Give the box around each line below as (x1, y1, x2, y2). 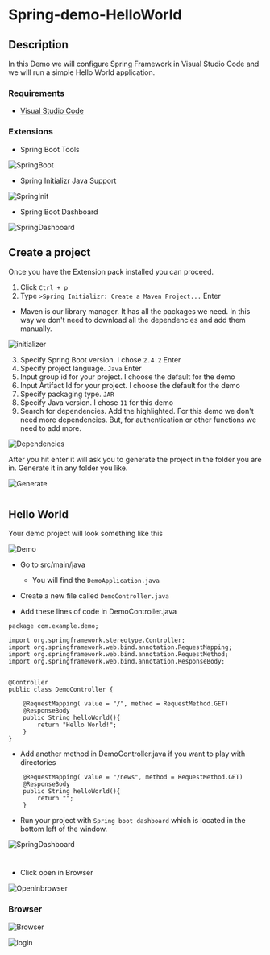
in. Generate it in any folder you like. (8, 463, 128, 473)
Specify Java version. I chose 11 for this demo (19, 398, 174, 407)
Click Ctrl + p (19, 283, 69, 292)
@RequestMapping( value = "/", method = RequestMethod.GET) (23, 700, 229, 708)
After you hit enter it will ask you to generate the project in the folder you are (8, 455, 262, 465)
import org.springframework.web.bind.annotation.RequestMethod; (8, 651, 229, 659)
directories (19, 758, 56, 767)
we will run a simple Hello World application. (8, 68, 156, 77)
